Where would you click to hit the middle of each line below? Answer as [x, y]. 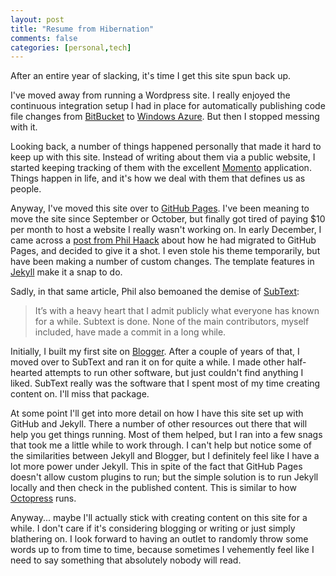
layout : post [37, 19]
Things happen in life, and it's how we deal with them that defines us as [158, 178]
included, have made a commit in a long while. [130, 332]
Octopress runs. [43, 498]
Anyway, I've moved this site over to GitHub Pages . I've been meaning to [160, 208]
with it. [24, 127]
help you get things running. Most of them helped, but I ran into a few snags [166, 435]
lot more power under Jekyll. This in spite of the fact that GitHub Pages [156, 467]
